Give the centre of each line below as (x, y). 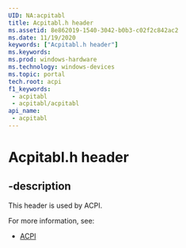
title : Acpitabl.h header (51, 23)
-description (40, 186)
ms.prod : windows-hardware (53, 60)
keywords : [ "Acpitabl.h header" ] (63, 45)
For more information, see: (51, 220)
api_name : (25, 111)
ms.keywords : (30, 52)
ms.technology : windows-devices (61, 67)
